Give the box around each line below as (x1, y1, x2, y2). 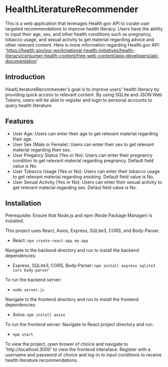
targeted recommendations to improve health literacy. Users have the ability (5, 25, 163, 31)
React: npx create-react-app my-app (12, 237, 88, 244)
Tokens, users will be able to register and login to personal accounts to (5, 97, 152, 103)
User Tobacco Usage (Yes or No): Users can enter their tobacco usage (12, 168, 160, 174)
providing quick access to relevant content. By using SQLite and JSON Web (5, 91, 162, 97)
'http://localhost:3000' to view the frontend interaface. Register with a (5, 346, 151, 353)
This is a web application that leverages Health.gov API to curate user (5, 20, 150, 26)
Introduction (5, 72, 45, 82)
